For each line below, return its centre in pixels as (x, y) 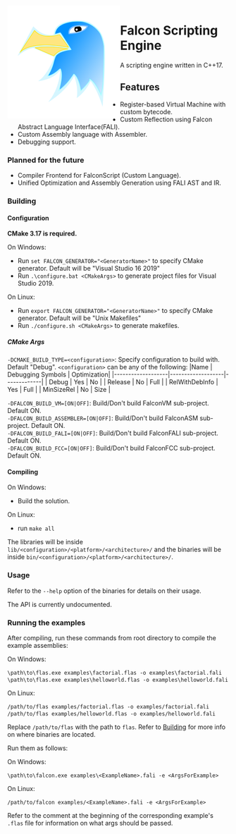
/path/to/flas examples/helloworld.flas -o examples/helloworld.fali (112, 713)
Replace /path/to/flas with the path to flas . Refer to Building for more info (117, 727)
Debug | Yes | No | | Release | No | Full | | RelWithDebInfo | (133, 382)
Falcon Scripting (169, 31)
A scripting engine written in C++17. (172, 65)
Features (140, 87)
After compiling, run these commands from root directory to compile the (112, 638)
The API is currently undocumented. (60, 604)
